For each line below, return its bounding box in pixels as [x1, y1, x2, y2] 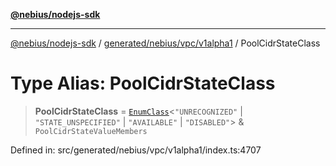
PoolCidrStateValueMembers [34, 126, 148, 136]
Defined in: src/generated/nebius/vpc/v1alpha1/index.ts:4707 [10, 144, 262, 156]
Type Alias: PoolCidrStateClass [10, 72, 276, 95]
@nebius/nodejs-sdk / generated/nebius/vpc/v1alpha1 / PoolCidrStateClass [10, 37, 321, 49]
